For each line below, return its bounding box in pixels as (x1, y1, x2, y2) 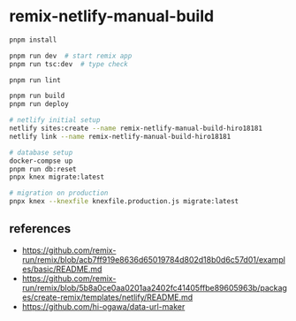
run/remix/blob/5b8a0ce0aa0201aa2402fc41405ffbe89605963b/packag (21, 282, 287, 293)
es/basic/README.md (21, 264, 102, 274)
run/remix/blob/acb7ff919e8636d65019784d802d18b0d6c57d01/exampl (21, 254, 285, 264)
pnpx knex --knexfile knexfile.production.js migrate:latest (9, 197, 239, 206)
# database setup (9, 148, 73, 157)
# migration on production (9, 188, 109, 198)
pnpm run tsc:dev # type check (9, 59, 128, 68)
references (9, 221, 72, 236)
